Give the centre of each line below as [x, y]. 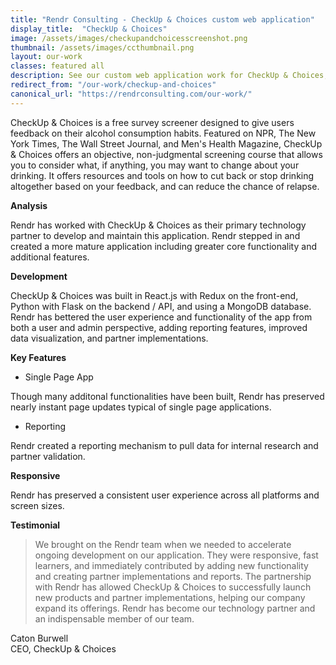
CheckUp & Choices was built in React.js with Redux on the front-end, [154, 295]
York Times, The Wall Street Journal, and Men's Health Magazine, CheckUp [166, 143]
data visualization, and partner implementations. [109, 338]
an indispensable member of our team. [114, 618]
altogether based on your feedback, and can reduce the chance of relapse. [165, 186]
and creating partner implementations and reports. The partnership [173, 576]
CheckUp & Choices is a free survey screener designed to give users [152, 122]
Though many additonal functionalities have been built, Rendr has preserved [167, 396]
